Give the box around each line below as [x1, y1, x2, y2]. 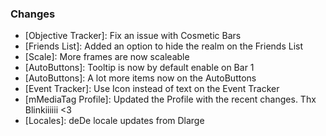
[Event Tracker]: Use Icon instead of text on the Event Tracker [24, 83, 280, 95]
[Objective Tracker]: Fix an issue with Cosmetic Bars [24, 30, 242, 42]
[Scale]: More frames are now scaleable [24, 51, 190, 63]
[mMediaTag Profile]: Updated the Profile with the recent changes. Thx [24, 93, 317, 106]
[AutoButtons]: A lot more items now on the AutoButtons [24, 72, 257, 84]
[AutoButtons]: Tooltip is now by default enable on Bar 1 [24, 62, 255, 74]
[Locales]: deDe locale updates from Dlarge [24, 115, 205, 127]
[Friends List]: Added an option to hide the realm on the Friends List [24, 40, 304, 52]
